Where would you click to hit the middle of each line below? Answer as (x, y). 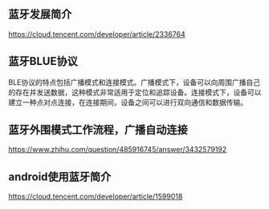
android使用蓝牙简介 (60, 177)
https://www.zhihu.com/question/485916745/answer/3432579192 (118, 150)
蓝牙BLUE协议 (43, 61)
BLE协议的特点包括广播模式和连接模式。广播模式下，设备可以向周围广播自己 (134, 82)
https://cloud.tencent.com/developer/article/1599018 (96, 197)
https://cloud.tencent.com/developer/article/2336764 (97, 34)
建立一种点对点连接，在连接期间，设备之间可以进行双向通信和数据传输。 (128, 102)
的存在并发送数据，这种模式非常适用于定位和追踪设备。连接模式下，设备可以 (135, 92)
